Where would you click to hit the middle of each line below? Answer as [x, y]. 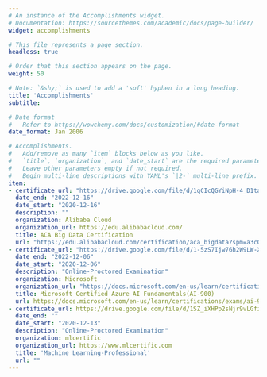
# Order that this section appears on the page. [90, 67]
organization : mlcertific [58, 338]
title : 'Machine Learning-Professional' [83, 353]
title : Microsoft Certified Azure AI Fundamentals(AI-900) [115, 294]
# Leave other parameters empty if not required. [95, 168]
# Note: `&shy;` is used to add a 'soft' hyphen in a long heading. [124, 88]
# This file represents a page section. [76, 44]
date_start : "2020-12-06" [58, 264]
